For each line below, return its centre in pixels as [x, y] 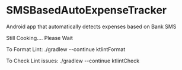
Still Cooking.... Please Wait [39, 38]
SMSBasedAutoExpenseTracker [87, 10]
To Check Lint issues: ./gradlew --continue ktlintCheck [73, 61]
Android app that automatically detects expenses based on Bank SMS [91, 26]
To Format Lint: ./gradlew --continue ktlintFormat [66, 49]
